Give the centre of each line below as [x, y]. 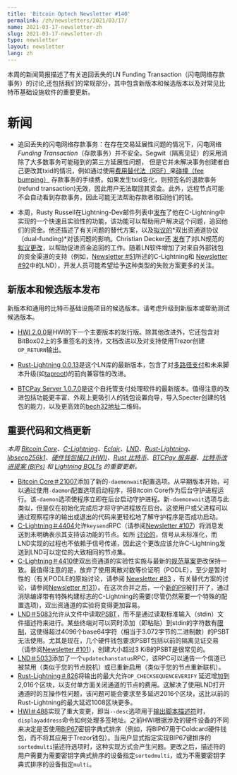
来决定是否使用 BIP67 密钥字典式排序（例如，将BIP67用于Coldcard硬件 [119, 729]
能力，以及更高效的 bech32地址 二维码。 [87, 406]
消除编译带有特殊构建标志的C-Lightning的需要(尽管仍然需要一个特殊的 [119, 596]
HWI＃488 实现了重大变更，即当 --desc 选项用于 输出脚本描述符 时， [113, 711]
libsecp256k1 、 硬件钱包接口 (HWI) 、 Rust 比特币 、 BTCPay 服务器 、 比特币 [114, 458]
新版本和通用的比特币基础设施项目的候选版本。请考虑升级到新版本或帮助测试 [119, 308]
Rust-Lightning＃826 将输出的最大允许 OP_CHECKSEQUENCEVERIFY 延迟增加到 [123, 676]
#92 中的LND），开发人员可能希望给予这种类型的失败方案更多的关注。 [118, 265]
